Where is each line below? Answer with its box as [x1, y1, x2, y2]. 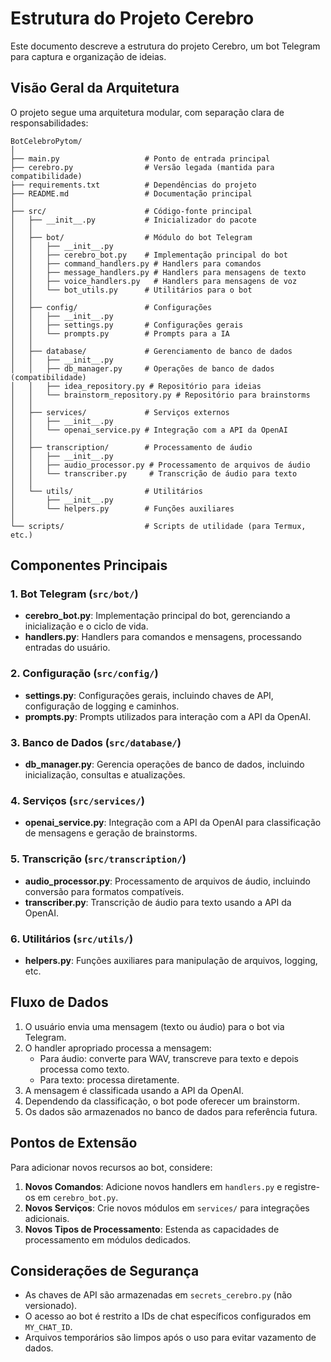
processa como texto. [39, 1063, 130, 1075]
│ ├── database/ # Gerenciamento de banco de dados [10, 346, 293, 356]
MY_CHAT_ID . [24, 1321, 73, 1333]
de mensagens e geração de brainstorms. [24, 827, 198, 839]
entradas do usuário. [24, 642, 111, 654]
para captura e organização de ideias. [10, 50, 167, 62]
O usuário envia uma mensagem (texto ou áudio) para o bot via [24, 1020, 285, 1032]
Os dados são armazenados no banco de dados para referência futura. [24, 1105, 318, 1117]
